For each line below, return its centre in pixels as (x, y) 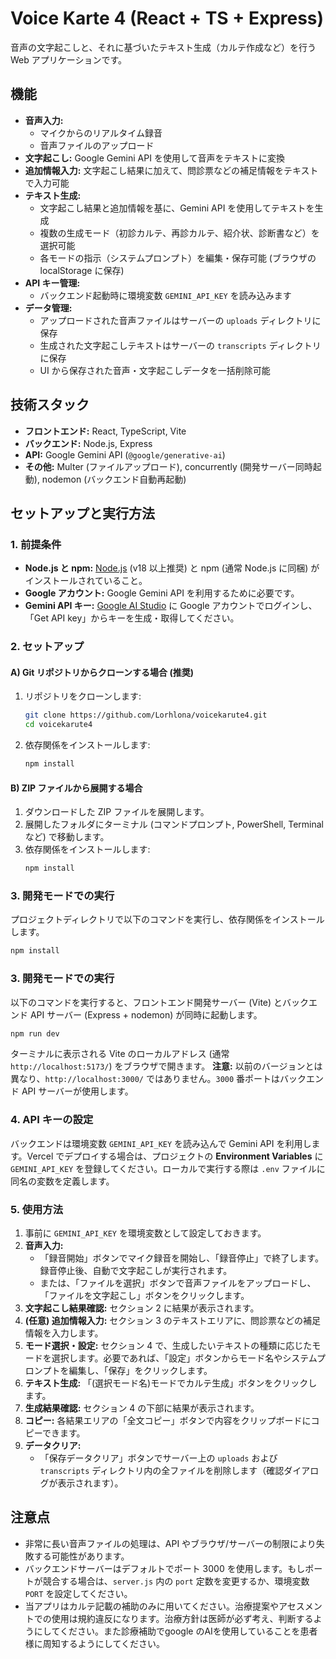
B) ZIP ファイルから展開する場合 (76, 788)
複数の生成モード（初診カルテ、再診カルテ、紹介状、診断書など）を (179, 233)
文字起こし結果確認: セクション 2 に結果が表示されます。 (142, 1308)
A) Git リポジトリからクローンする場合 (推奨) (102, 672)
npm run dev (35, 1033)
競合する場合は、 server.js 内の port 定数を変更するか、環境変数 (176, 1581)
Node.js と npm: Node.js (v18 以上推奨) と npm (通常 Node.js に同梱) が (172, 568)
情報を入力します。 (64, 1333)
